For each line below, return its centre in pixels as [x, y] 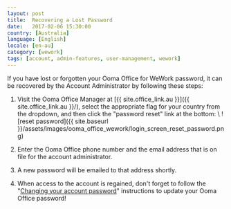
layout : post [26, 13]
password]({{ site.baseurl [72, 121]
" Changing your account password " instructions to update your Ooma [117, 190]
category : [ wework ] [35, 53]
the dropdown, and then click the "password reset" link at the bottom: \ [118, 113]
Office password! [42, 198]
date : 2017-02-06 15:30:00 [49, 26]
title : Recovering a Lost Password [60, 20]
